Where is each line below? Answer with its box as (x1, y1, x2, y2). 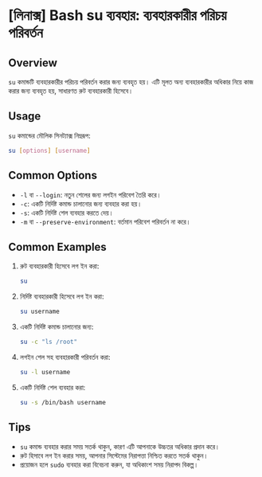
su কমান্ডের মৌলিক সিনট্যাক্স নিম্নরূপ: (8, 131, 92, 140)
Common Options (8, 169, 98, 182)
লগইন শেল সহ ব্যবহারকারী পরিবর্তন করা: (19, 352, 111, 362)
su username (19, 307, 60, 316)
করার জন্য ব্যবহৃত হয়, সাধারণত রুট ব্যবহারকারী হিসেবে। (8, 86, 134, 96)
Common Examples (8, 240, 108, 253)
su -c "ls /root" (19, 338, 78, 346)
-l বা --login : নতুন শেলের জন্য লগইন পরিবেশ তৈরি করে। (19, 190, 162, 199)
